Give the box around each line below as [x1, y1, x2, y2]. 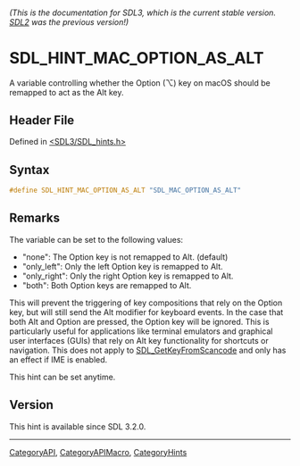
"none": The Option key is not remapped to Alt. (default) [21, 251, 229, 262]
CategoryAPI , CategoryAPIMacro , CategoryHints [9, 446, 187, 457]
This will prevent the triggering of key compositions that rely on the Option [9, 297, 283, 308]
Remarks [9, 211, 61, 226]
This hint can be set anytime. [9, 371, 116, 382]
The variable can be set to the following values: [9, 234, 184, 245]
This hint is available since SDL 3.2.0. [9, 420, 146, 432]
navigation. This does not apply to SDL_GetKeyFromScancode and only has [9, 345, 287, 355]
